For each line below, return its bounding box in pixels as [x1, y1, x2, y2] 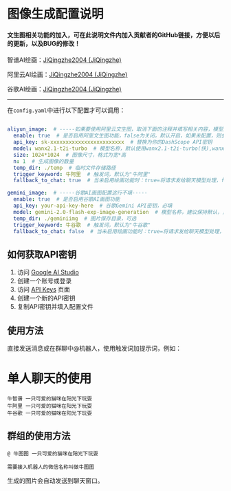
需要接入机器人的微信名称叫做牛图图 [7, 463, 95, 470]
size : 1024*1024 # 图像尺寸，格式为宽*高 [13, 151, 126, 158]
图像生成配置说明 [7, 6, 104, 22]
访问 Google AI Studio [16, 268, 79, 276]
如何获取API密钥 [7, 248, 77, 260]
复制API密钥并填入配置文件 [16, 303, 94, 311]
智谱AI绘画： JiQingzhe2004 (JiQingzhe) [7, 56, 122, 64]
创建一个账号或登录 [16, 276, 72, 285]
